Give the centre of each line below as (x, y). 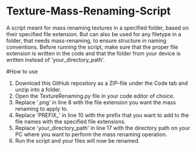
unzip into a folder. (38, 89)
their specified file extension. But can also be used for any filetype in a (94, 34)
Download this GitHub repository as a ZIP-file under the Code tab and (101, 83)
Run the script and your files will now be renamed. (77, 140)
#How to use (22, 71)
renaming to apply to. (41, 108)
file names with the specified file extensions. (70, 121)
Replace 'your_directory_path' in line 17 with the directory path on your (103, 128)
